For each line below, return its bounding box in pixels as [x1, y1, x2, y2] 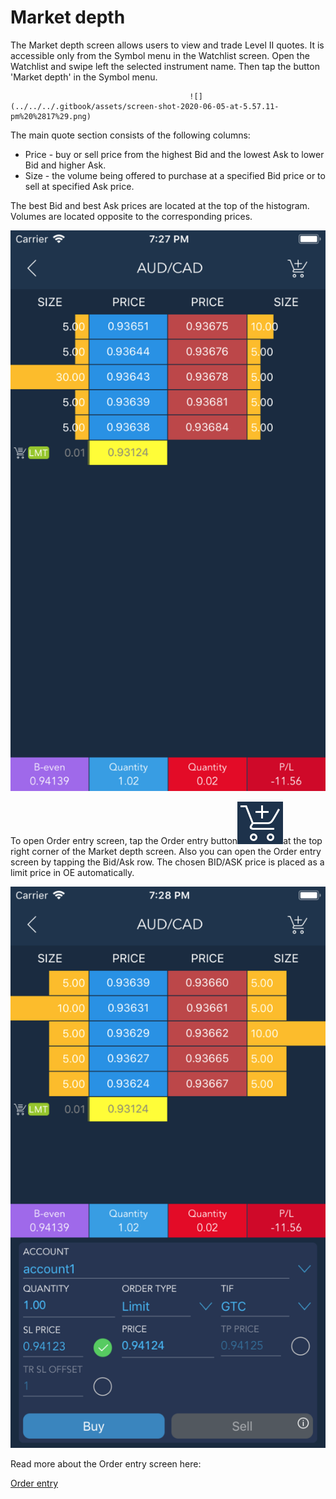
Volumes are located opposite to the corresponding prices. [10, 210, 253, 222]
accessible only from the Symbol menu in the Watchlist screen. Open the [10, 49, 310, 61]
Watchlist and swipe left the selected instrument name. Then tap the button [10, 60, 320, 72]
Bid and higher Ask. [24, 159, 107, 171]
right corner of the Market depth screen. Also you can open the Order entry [10, 846, 322, 858]
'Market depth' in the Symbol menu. [10, 71, 158, 83]
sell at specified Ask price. [24, 180, 135, 192]
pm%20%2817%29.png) [10, 111, 92, 121]
